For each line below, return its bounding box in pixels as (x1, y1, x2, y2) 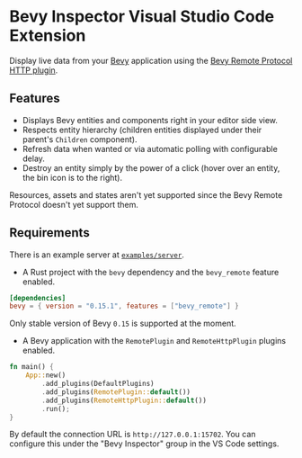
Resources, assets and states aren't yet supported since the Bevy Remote (9, 189, 283, 200)
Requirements (9, 225, 90, 240)
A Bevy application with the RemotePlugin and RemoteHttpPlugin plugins (22, 336, 286, 346)
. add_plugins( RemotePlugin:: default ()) (41, 387, 191, 397)
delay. (22, 153, 45, 164)
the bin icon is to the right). (22, 172, 123, 183)
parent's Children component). (22, 133, 138, 145)
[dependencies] (9, 293, 67, 302)
